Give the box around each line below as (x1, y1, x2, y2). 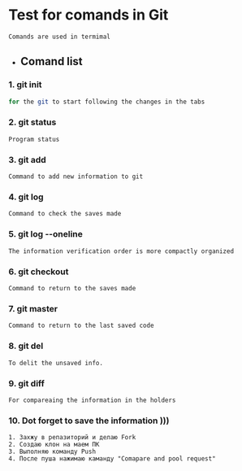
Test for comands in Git (8, 6, 169, 24)
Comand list (19, 55, 83, 68)
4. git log (8, 191, 44, 203)
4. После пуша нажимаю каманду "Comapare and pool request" (8, 455, 217, 463)
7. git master (8, 303, 58, 314)
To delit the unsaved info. (8, 359, 104, 367)
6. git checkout (8, 266, 69, 277)
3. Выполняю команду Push (8, 447, 96, 456)
